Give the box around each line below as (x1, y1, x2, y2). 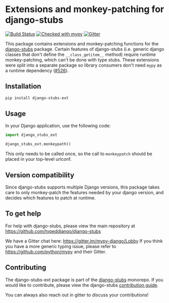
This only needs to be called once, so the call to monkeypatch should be (5, 151, 152, 157)
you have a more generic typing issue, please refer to (5, 243, 117, 249)
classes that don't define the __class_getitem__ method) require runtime (5, 51, 156, 57)
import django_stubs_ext (5, 133, 58, 138)
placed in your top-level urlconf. (5, 156, 72, 162)
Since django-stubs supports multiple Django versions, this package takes (5, 184, 160, 190)
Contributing (5, 263, 46, 272)
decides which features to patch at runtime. (5, 195, 96, 201)
